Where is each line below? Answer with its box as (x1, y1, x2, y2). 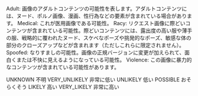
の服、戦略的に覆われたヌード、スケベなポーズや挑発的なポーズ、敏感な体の (6, 35, 191, 41)
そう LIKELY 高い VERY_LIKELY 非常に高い (16, 84, 119, 90)
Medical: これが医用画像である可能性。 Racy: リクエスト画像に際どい (17, 20, 186, 26)
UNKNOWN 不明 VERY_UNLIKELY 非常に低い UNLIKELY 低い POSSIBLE (6, 76, 180, 83)
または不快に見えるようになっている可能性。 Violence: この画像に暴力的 (16, 56, 192, 63)
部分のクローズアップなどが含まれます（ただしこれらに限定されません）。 (6, 42, 184, 49)
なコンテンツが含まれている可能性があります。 (6, 64, 120, 70)
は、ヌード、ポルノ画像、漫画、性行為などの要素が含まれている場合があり (6, 12, 187, 19)
